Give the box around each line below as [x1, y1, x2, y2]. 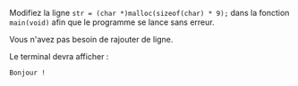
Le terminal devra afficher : [9, 51, 109, 61]
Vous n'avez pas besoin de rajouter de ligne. [9, 35, 174, 44]
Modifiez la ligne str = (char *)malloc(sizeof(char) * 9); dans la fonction [9, 8, 290, 18]
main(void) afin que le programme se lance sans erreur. [9, 17, 215, 27]
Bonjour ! [9, 68, 47, 77]
